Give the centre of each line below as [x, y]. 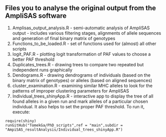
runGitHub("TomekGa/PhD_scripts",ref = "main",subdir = [64, 125]
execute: [21, 112]
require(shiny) [21, 121]
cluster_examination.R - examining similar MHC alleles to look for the [82, 86]
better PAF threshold [33, 59]
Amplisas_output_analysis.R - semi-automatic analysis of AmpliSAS [81, 28]
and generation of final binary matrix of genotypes [64, 38]
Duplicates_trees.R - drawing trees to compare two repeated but [78, 64]
